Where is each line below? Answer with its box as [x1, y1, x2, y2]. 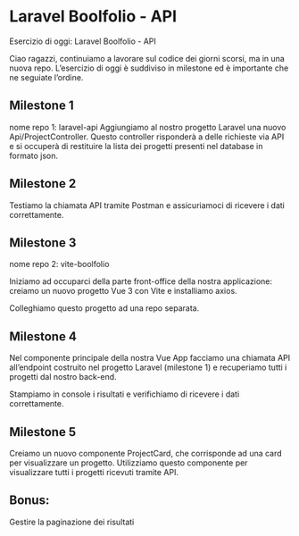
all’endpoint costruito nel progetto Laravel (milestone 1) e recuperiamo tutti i [9, 362, 287, 373]
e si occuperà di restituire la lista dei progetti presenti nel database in [9, 140, 263, 151]
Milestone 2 [9, 176, 77, 191]
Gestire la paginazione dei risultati [9, 516, 135, 527]
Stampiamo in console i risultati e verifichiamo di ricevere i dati [9, 389, 240, 399]
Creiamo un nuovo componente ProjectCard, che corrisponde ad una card [9, 448, 283, 458]
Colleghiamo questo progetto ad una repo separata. [9, 303, 200, 314]
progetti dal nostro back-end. [9, 372, 118, 382]
